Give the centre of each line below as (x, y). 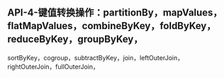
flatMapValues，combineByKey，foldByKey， (112, 26)
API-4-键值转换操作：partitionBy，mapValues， (115, 13)
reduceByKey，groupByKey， (75, 39)
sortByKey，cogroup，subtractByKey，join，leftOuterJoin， (96, 57)
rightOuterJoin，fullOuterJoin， (53, 67)
